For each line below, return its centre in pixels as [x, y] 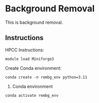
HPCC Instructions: [25, 50]
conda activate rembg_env [32, 95]
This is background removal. [34, 22]
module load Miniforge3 [30, 59]
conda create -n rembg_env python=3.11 [46, 77]
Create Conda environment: [33, 68]
